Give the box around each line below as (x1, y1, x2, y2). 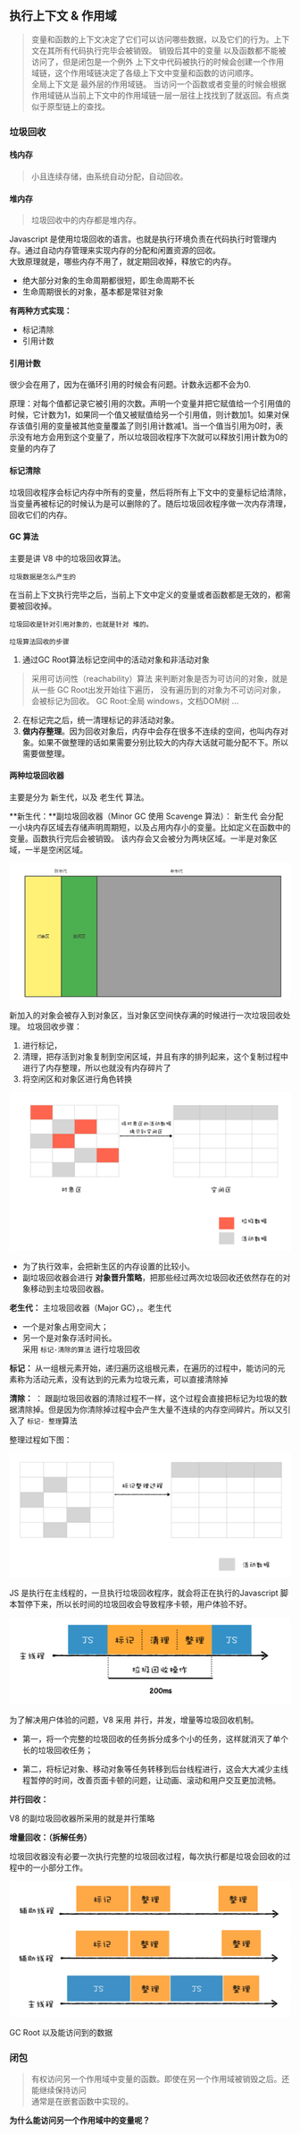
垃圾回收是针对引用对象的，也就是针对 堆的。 (9, 620, 154, 629)
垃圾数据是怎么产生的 (9, 572, 76, 582)
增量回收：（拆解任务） (9, 1832, 92, 1843)
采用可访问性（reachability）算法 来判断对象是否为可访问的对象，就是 (30, 673, 288, 684)
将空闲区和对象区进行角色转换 (21, 1074, 132, 1084)
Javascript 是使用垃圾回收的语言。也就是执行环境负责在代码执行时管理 (9, 234, 270, 244)
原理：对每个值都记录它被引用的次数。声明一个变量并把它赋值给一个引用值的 (9, 398, 291, 409)
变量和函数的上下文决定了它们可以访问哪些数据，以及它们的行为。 (30, 34, 274, 45)
